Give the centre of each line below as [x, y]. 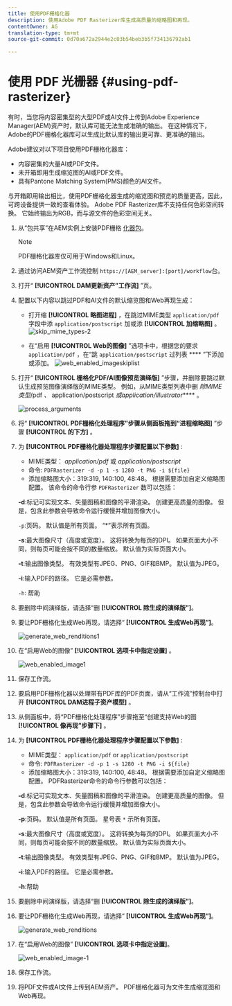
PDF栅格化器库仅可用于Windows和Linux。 [78, 256]
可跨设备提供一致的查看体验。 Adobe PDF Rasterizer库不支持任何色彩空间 [113, 204]
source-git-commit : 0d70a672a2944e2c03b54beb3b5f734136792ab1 [99, 39]
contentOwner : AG [33, 26]
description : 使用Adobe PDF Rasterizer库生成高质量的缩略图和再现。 [100, 20]
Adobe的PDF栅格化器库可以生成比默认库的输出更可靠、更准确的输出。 [108, 134]
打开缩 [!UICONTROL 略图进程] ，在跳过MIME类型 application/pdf [124, 315]
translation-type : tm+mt [44, 33]
